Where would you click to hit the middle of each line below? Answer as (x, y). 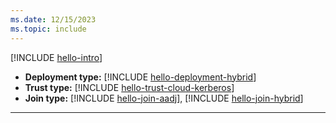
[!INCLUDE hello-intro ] (56, 57)
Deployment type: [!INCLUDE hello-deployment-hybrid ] (140, 77)
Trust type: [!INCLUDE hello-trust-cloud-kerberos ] (129, 87)
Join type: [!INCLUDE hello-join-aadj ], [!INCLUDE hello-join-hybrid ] (164, 98)
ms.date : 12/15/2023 (53, 19)
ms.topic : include (48, 29)
